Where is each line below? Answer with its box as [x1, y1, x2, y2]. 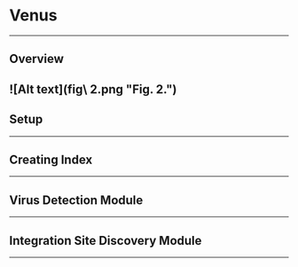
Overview [9, 51, 65, 67]
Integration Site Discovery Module [9, 232, 202, 248]
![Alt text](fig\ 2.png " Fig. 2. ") [9, 82, 177, 97]
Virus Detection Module [9, 192, 144, 208]
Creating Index [9, 152, 93, 167]
